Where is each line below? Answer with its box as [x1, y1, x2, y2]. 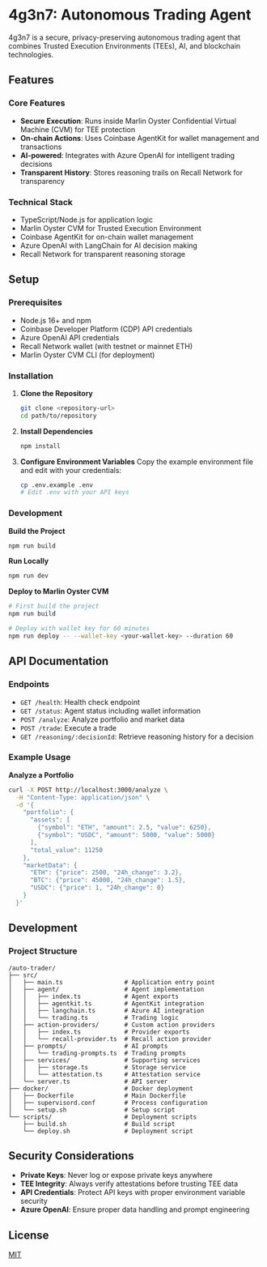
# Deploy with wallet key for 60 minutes [8, 625, 150, 633]
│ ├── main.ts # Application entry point [8, 978, 216, 986]
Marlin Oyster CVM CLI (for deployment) [19, 350, 155, 360]
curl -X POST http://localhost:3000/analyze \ [8, 786, 168, 794]
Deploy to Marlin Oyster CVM [8, 587, 109, 596]
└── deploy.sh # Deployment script [23, 1127, 194, 1135]
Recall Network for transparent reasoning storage [19, 249, 186, 258]
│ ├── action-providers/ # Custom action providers [8, 1021, 216, 1029]
